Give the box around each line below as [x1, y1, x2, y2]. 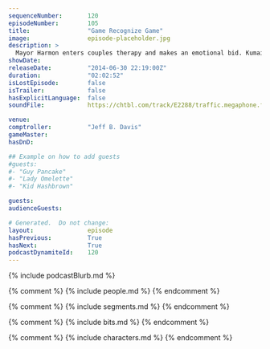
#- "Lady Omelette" [8, 175, 74, 183]
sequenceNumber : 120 [8, 11, 99, 20]
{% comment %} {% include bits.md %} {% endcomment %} [8, 318, 210, 327]
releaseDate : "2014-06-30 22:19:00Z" [8, 64, 167, 72]
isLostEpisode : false [8, 79, 106, 87]
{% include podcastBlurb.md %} [8, 270, 116, 281]
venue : [8, 116, 31, 124]
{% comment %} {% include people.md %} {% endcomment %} [8, 286, 220, 296]
